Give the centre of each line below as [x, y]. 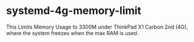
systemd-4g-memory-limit [74, 11]
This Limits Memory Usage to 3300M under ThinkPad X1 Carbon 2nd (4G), [97, 27]
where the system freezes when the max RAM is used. [72, 33]
